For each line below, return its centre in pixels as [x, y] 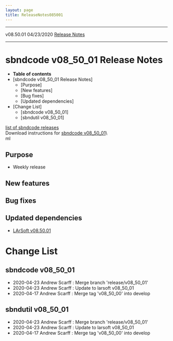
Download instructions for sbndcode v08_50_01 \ [56, 133]
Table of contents [32, 74]
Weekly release [29, 167]
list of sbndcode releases [32, 128]
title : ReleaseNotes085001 [34, 15]
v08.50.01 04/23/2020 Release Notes [45, 34]
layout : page [19, 10]
